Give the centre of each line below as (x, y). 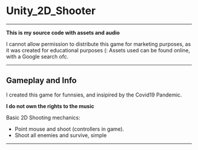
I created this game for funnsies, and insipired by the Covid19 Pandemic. (94, 95)
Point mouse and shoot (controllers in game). (69, 129)
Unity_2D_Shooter (51, 11)
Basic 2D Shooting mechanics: (43, 117)
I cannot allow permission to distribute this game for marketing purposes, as (99, 44)
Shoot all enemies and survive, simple (61, 135)
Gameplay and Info (42, 81)
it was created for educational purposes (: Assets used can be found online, (98, 50)
